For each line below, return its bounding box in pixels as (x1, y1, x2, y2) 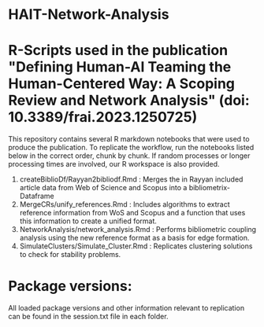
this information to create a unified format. (19, 216, 158, 226)
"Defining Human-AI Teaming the (8, 58, 232, 76)
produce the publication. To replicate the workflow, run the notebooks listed (8, 143, 255, 152)
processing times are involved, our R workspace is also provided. (8, 160, 220, 169)
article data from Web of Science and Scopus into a (19, 183, 188, 193)
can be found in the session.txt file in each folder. (8, 312, 169, 321)
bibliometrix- (188, 183, 231, 193)
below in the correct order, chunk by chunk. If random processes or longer (8, 151, 251, 160)
